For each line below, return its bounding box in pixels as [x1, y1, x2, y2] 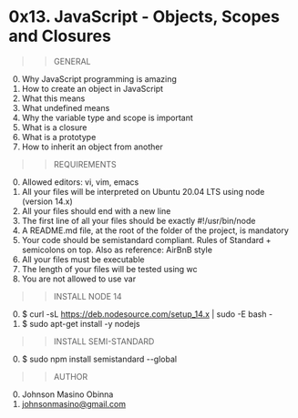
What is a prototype [21, 131, 97, 142]
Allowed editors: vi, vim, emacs [21, 176, 139, 188]
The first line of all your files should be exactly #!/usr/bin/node [21, 215, 256, 226]
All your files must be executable [21, 253, 145, 265]
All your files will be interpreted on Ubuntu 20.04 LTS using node [21, 186, 265, 197]
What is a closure [21, 121, 87, 133]
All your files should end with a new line [21, 205, 171, 216]
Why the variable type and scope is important [21, 112, 193, 123]
